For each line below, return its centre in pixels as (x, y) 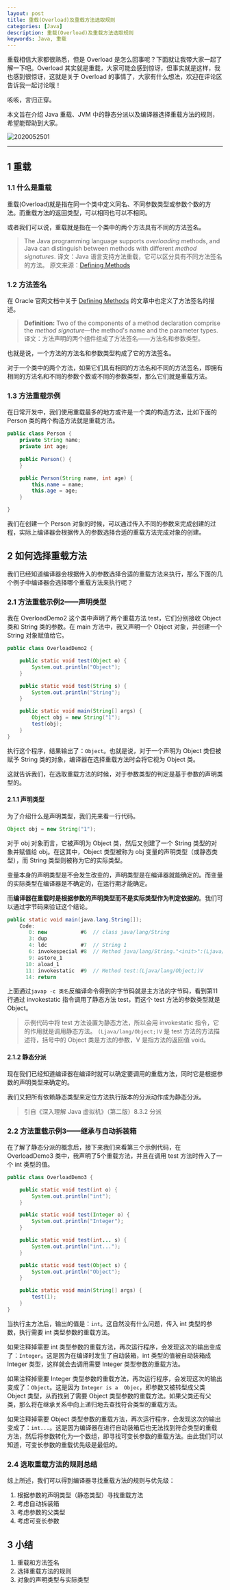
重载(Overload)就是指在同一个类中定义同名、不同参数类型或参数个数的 (106, 204)
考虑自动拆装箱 (38, 1504)
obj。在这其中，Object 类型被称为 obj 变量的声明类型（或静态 (125, 851)
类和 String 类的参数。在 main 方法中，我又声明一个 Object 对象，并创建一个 (115, 627)
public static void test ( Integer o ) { (75, 1215)
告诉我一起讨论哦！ (34, 85)
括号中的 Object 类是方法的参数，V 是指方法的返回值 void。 (126, 1040)
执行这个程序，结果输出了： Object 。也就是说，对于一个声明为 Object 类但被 (114, 750)
